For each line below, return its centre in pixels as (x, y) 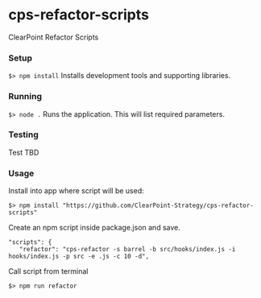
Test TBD (24, 152)
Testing (23, 135)
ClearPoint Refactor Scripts (54, 37)
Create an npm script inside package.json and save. (95, 228)
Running (25, 97)
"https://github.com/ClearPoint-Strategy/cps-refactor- (158, 206)
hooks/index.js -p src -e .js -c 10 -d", (79, 257)
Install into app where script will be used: (77, 191)
